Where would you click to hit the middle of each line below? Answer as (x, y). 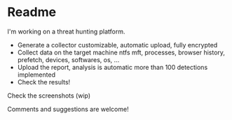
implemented (36, 75)
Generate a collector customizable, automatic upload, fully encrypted (117, 45)
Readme (32, 12)
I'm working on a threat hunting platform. (66, 31)
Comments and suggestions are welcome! (68, 109)
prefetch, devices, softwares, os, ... (68, 59)
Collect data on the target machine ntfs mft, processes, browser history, (121, 52)
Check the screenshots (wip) (49, 96)
